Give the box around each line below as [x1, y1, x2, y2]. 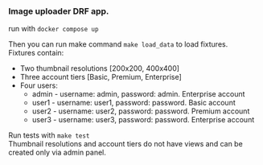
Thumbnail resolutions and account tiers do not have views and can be [8, 139, 243, 149]
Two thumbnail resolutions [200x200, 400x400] [19, 64, 179, 73]
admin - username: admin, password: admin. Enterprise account [31, 89, 245, 99]
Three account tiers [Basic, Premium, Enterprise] [19, 72, 183, 82]
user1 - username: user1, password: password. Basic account [31, 98, 236, 108]
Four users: [19, 80, 58, 90]
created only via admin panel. [8, 147, 107, 158]
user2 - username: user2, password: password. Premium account [31, 106, 250, 116]
